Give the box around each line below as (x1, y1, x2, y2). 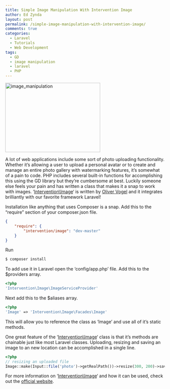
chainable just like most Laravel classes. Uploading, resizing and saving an (5, 339, 161, 345)
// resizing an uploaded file (5, 359, 69, 364)
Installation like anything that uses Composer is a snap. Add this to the (5, 204, 152, 210)
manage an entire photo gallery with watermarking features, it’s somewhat (5, 167, 160, 173)
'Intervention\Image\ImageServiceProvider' (5, 286, 99, 291)
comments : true (5, 26, 37, 31)
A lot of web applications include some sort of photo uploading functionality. (5, 157, 165, 162)
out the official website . (5, 378, 54, 384)
